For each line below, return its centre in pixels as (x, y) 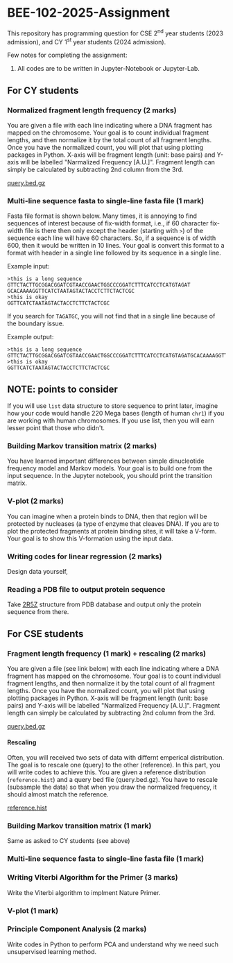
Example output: (31, 337)
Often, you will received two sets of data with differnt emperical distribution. (116, 758)
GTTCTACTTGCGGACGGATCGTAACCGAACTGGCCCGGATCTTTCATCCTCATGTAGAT (99, 285)
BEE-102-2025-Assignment (89, 13)
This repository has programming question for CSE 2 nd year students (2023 (115, 33)
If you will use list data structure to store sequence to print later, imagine (113, 406)
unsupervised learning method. (52, 951)
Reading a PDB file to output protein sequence (86, 589)
